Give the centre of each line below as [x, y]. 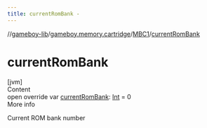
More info [21, 104]
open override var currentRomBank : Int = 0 [69, 96]
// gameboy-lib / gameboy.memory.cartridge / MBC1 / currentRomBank [103, 34]
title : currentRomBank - [44, 14]
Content [19, 89]
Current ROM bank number [46, 117]
